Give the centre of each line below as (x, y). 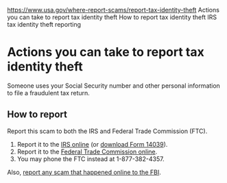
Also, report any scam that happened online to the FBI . (84, 172)
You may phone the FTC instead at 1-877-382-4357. (91, 159)
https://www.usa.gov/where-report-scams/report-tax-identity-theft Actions (113, 10)
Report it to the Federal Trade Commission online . (87, 151)
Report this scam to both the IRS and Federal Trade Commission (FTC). (107, 131)
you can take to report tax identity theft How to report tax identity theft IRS (112, 17)
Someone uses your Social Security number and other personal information (114, 86)
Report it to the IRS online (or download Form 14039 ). (92, 144)
